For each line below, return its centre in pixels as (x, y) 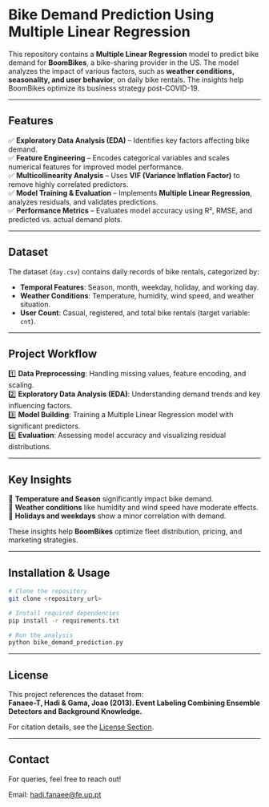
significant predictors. (44, 426)
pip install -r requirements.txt (64, 620)
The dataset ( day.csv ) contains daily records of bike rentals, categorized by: (134, 271)
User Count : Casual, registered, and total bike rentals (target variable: (135, 312)
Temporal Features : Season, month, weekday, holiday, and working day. (139, 287)
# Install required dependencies (64, 613)
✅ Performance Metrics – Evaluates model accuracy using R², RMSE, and (130, 210)
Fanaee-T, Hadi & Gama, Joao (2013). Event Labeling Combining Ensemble (134, 703)
